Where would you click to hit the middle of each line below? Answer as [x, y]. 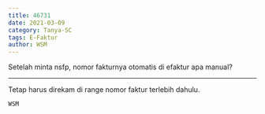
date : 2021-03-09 [37, 23]
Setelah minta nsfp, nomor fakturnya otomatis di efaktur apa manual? [120, 67]
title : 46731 [30, 15]
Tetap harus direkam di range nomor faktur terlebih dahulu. [104, 90]
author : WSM [28, 45]
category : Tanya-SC [40, 30]
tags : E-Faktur [33, 37]
